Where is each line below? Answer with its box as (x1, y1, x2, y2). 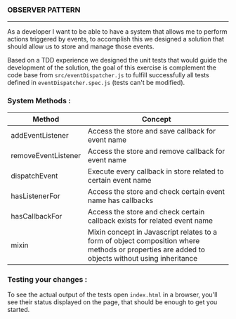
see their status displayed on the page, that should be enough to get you (7, 297, 218, 306)
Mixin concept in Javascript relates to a (87, 227, 218, 237)
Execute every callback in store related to (87, 167, 224, 176)
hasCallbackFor (11, 211, 63, 221)
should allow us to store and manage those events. (7, 42, 155, 51)
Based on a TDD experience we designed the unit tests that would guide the (7, 56, 228, 65)
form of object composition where (87, 235, 200, 245)
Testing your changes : (7, 274, 88, 284)
